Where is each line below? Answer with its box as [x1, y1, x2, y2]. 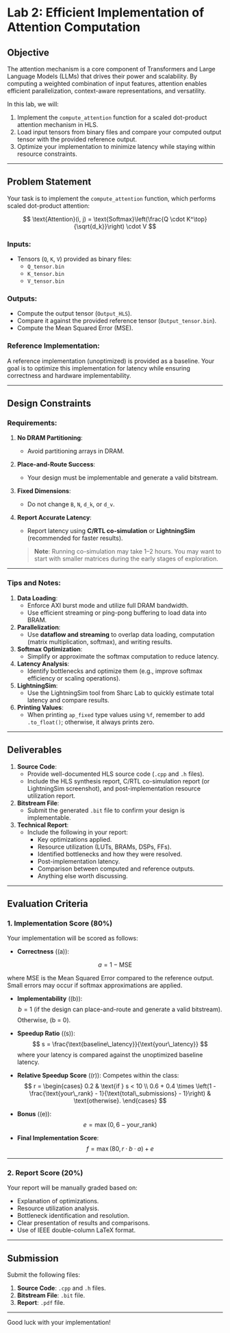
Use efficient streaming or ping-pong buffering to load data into [27, 609, 207, 617]
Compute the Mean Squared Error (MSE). [16, 324, 133, 332]
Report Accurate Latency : [16, 513, 92, 522]
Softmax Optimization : [16, 645, 83, 653]
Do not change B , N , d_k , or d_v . [27, 500, 115, 508]
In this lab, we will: [7, 100, 60, 108]
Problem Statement [7, 176, 92, 188]
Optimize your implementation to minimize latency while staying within [16, 143, 216, 150]
